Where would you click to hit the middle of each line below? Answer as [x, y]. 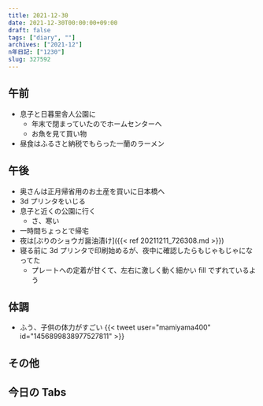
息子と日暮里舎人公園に [57, 114]
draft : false [30, 30]
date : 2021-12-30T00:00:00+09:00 [63, 23]
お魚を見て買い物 [59, 133]
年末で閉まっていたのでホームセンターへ [96, 124]
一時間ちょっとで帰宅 [54, 230]
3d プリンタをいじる [52, 201]
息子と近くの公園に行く [57, 210]
